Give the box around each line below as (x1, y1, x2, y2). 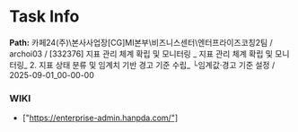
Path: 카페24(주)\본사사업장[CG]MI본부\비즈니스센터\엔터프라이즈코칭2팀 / (9, 37, 274, 48)
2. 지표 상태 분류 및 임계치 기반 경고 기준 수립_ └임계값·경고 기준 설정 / (30, 59, 276, 70)
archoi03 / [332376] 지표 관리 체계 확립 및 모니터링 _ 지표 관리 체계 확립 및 (9, 48, 274, 59)
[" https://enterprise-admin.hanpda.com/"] (22, 112, 179, 123)
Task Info (9, 6, 80, 27)
